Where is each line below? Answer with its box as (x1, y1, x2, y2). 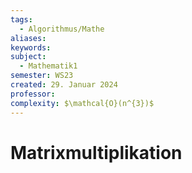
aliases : (10, 33, 47, 43)
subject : (10, 52, 47, 62)
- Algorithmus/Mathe (19, 24, 105, 34)
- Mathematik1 (19, 61, 78, 71)
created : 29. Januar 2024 (10, 80, 118, 90)
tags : (10, 14, 33, 25)
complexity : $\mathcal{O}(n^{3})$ (10, 98, 155, 108)
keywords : (10, 42, 52, 53)
